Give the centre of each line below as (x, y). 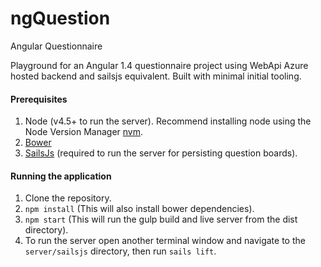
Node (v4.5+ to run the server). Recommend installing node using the (168, 121)
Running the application (61, 176)
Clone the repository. (68, 198)
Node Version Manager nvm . (84, 132)
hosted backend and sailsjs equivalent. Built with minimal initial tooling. (156, 76)
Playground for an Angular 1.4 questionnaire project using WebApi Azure (159, 65)
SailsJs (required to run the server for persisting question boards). (161, 153)
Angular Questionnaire (56, 46)
